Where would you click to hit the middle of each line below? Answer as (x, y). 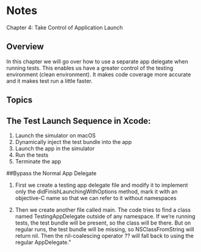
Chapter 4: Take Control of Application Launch (65, 27)
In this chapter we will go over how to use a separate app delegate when (97, 61)
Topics (19, 100)
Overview (25, 47)
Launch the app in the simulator (55, 148)
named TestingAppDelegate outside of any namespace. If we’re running (105, 216)
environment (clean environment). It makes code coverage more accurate (99, 74)
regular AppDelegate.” (43, 242)
